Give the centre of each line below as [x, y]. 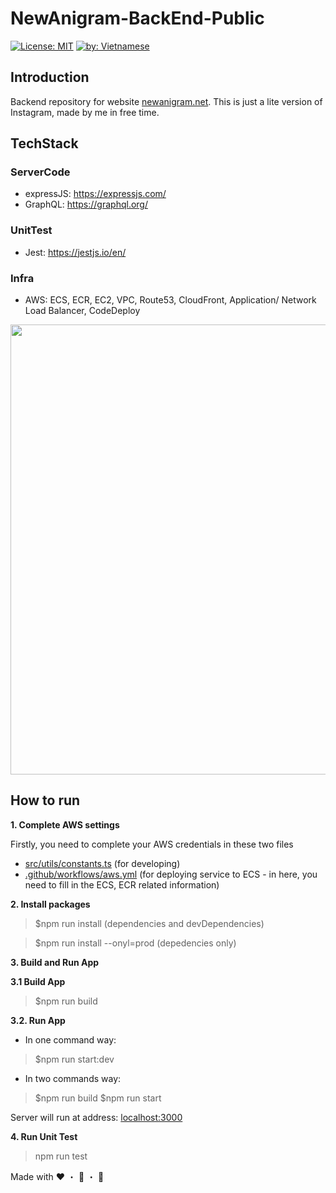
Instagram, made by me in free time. [85, 112]
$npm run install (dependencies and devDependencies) [149, 923]
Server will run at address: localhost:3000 [96, 1117]
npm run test [61, 1156]
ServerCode [40, 172]
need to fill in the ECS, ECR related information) [122, 884]
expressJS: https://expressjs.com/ [95, 194]
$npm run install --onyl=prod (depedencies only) [135, 943]
